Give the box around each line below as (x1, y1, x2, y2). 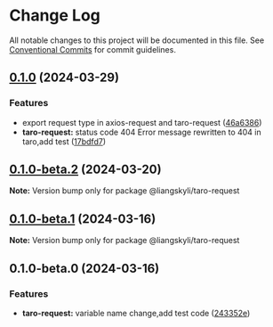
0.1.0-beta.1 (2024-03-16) (9, 211, 157, 226)
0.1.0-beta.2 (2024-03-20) (9, 162, 162, 177)
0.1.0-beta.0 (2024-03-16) (9, 260, 160, 276)
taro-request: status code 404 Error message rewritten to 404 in (21, 127, 261, 137)
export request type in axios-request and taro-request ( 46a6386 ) (21, 117, 262, 127)
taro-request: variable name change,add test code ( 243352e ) (21, 307, 251, 318)
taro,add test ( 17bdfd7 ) (21, 135, 107, 147)
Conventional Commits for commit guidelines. (9, 44, 176, 54)
